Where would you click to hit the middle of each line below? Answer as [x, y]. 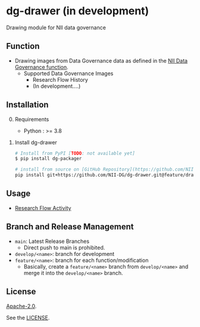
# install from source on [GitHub [57, 169]
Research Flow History [60, 79]
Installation [27, 105]
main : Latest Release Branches [52, 241]
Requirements [32, 119]
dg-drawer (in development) [78, 11]
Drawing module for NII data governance [56, 27]
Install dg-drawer [36, 142]
